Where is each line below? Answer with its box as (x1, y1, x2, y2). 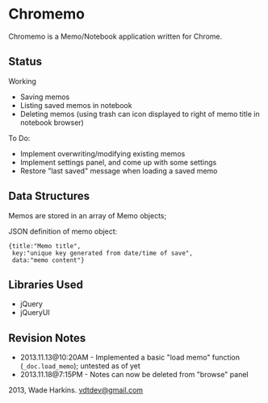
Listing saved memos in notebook (19, 100, 132, 110)
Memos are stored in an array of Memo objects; (8, 210, 167, 220)
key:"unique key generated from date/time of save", (11, 249, 194, 257)
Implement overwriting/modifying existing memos (19, 148, 186, 158)
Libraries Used (8, 277, 83, 291)
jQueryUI (19, 308, 50, 318)
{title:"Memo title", (8, 242, 82, 250)
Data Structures (8, 189, 90, 203)
